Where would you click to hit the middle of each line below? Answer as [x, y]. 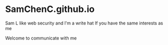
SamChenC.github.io [50, 9]
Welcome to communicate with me [41, 38]
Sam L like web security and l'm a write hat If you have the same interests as [84, 23]
